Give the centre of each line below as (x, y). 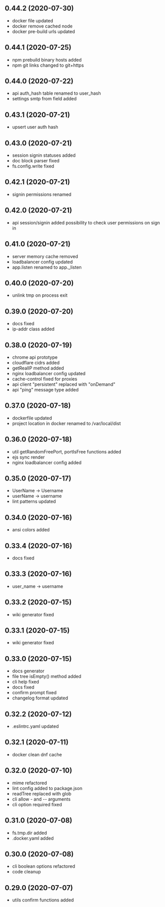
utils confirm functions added (43, 900)
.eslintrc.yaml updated (35, 726)
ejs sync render (28, 457)
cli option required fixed (37, 804)
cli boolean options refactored (44, 866)
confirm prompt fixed (34, 693)
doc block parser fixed (36, 161)
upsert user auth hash (35, 127)
